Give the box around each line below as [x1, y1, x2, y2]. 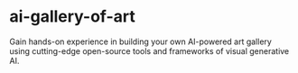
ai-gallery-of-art [9, 6, 135, 27]
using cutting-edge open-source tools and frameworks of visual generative [9, 45, 290, 56]
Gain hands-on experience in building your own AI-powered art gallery [9, 36, 273, 47]
